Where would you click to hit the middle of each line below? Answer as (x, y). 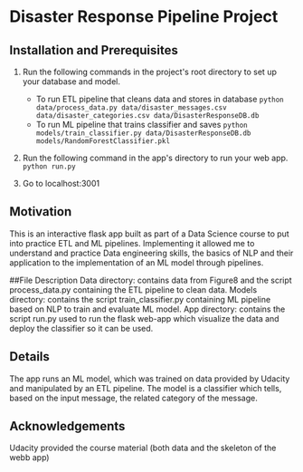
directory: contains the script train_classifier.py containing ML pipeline (140, 299)
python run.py (49, 167)
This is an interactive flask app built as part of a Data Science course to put (149, 234)
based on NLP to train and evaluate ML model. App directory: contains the (147, 309)
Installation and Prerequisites (94, 50)
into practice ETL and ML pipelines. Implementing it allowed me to (132, 243)
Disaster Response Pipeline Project (144, 17)
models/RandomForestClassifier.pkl (103, 141)
